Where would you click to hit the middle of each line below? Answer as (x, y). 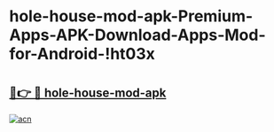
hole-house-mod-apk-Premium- (131, 16)
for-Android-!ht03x (82, 54)
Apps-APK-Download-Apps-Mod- (137, 35)
